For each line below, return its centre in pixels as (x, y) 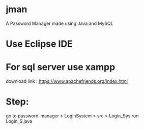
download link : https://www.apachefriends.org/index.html (67, 81)
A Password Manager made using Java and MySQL (60, 23)
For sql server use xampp (61, 67)
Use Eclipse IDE (39, 44)
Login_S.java (19, 121)
